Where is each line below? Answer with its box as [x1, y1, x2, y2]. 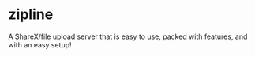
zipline [8, 6, 54, 24]
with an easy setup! [8, 40, 73, 49]
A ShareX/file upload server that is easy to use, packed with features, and [8, 32, 248, 41]
